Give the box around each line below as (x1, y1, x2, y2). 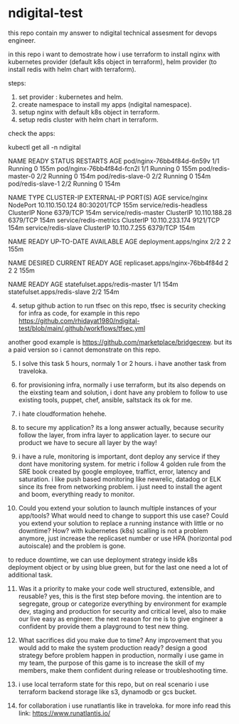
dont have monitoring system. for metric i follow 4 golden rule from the (18, 459, 226, 468)
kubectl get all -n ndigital (8, 142, 81, 151)
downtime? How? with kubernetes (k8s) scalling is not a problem (18, 526, 208, 535)
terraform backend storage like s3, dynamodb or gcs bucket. (18, 687, 197, 696)
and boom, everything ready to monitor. (18, 490, 135, 498)
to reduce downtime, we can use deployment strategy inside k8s (8, 555, 198, 564)
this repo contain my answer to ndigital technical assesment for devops (8, 28, 218, 37)
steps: (8, 78, 26, 87)
